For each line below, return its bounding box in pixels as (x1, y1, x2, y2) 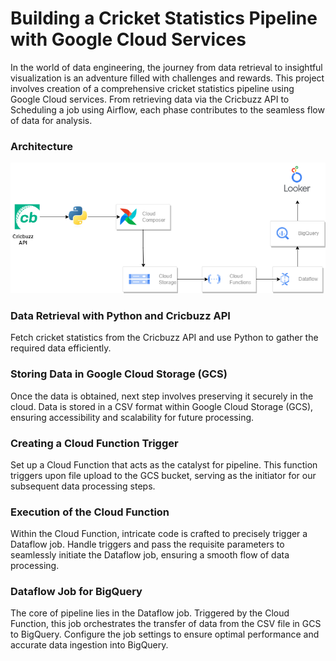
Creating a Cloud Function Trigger (10, 436, 179, 450)
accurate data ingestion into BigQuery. (10, 639, 169, 651)
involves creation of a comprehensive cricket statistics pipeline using (10, 82, 295, 94)
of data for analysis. (10, 114, 93, 126)
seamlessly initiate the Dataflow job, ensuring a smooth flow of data (10, 549, 290, 561)
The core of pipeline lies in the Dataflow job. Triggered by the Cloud (10, 607, 290, 619)
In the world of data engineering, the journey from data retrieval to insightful (10, 61, 323, 73)
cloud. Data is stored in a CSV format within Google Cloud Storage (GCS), (10, 400, 314, 412)
